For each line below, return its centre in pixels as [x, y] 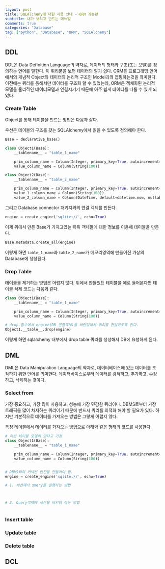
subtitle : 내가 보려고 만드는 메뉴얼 [38, 19]
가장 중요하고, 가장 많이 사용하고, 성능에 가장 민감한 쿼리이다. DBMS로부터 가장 [81, 404]
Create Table [21, 108]
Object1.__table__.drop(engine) [38, 330]
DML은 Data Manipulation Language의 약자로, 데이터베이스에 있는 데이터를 [78, 367]
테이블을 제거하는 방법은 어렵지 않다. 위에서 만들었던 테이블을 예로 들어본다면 [79, 283]
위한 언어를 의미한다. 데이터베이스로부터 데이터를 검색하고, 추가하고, [83, 374]
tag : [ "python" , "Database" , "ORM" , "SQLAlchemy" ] [58, 32]
